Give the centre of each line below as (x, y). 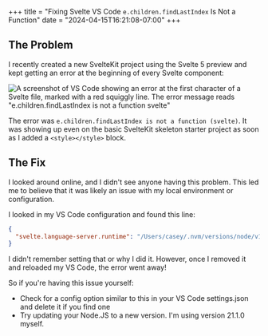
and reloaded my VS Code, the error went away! (87, 267)
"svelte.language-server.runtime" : (75, 236)
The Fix (27, 163)
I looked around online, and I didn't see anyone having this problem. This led (134, 182)
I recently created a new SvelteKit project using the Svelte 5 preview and (128, 64)
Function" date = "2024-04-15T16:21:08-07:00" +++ (95, 20)
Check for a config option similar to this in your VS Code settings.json (134, 298)
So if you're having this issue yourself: (71, 283)
